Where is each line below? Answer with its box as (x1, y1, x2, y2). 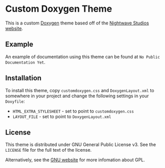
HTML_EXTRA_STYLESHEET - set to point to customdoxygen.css (12, 108, 134, 114)
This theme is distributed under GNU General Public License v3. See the (5, 142, 156, 148)
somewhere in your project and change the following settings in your (5, 93, 149, 99)
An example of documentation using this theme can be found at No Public (5, 53, 160, 60)
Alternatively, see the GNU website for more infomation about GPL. (5, 157, 145, 163)
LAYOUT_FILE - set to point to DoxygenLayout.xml (12, 113, 112, 120)
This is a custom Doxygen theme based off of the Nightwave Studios (5, 20, 149, 26)
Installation (5, 74, 42, 82)
